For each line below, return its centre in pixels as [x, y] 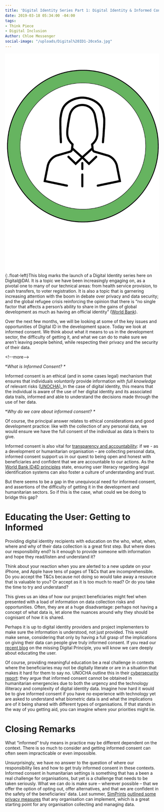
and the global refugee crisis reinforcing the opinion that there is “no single [81, 301]
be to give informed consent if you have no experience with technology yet [81, 693]
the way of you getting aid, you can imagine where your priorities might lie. [80, 709]
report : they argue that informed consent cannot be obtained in [69, 678]
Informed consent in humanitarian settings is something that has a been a [79, 773]
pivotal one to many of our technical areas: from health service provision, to [81, 286]
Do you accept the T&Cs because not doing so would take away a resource [81, 577]
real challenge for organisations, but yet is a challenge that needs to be [76, 778]
